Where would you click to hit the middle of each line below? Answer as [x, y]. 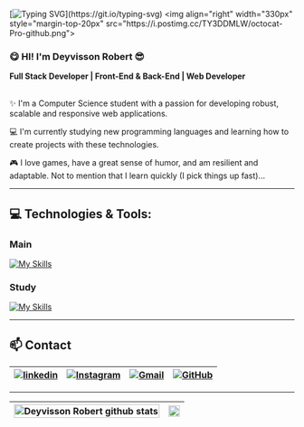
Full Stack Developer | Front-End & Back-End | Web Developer [128, 76]
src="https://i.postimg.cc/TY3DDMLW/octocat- [194, 24]
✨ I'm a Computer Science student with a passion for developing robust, [144, 103]
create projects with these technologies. [85, 145]
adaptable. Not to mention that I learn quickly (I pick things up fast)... [137, 176]
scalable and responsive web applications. [89, 114]
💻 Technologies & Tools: [81, 214]
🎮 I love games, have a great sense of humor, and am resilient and [134, 163]
